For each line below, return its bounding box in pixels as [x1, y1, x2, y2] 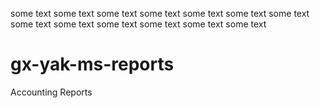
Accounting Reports [10, 86, 93, 98]
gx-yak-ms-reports [10, 53, 175, 76]
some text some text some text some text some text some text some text [10, 8, 310, 19]
